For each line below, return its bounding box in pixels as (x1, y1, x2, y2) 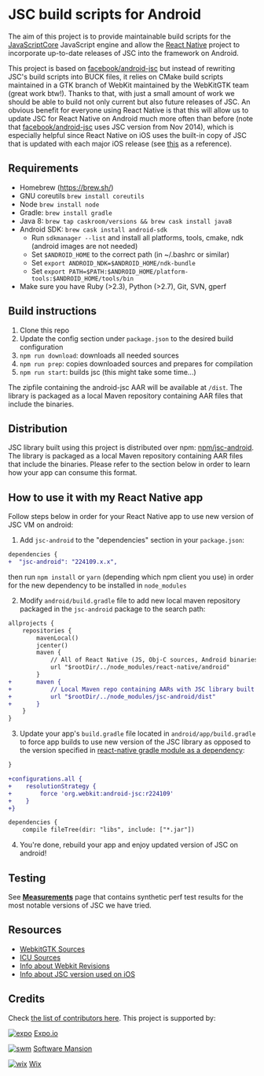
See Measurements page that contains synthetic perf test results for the (8, 892, 244, 901)
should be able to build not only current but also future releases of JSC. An (8, 97, 251, 106)
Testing (8, 871, 46, 885)
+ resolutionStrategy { (8, 782, 97, 790)
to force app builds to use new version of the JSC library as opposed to (19, 737, 251, 747)
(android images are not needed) (31, 241, 138, 250)
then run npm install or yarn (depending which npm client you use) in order (8, 572, 254, 581)
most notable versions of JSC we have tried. (8, 900, 152, 910)
